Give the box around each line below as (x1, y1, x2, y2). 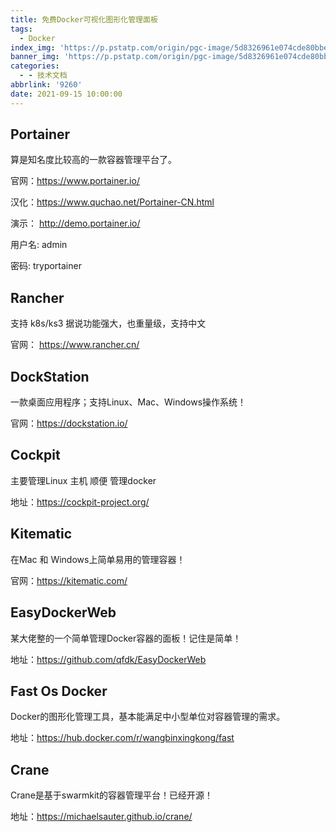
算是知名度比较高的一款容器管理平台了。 (10, 154, 177, 166)
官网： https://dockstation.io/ (10, 417, 128, 430)
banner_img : (10, 52, 60, 62)
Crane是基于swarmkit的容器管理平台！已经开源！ (10, 789, 213, 801)
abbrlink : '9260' (10, 80, 83, 90)
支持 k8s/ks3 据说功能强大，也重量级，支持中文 (10, 317, 207, 330)
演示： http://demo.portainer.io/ (10, 217, 141, 230)
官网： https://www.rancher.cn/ (10, 339, 140, 351)
